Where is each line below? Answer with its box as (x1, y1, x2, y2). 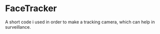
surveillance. (5, 24, 31, 30)
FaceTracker (5, 3, 57, 14)
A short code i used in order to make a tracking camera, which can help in (5, 19, 155, 25)
